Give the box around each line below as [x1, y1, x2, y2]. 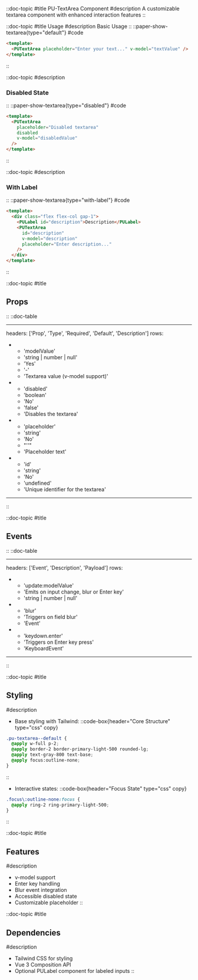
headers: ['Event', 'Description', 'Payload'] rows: [6, 564, 123, 571]
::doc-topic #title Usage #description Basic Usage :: [6, 23, 132, 30]
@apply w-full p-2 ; [11, 741, 60, 747]
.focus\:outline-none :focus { [6, 796, 81, 802]
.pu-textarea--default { [6, 735, 67, 742]
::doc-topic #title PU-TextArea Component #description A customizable [6, 5, 180, 12]
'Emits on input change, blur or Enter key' [23, 588, 124, 595]
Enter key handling [14, 880, 60, 887]
